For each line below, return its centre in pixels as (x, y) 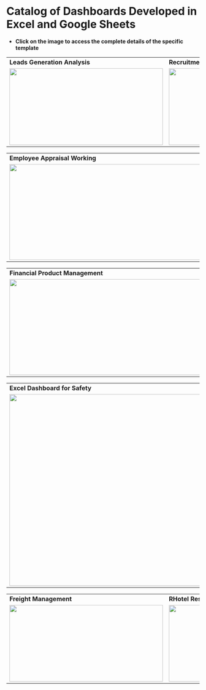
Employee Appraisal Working (53, 158)
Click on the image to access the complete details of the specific (99, 41)
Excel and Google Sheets (71, 24)
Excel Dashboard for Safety (51, 388)
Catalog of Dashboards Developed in (102, 11)
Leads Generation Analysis (50, 62)
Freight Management (41, 599)
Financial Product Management (56, 273)
